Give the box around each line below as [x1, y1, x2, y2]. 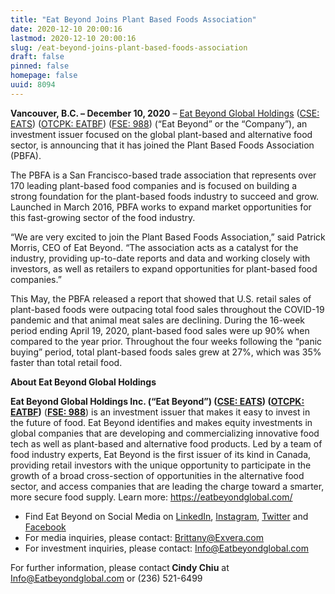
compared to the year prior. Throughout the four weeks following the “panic [10, 335, 323, 347]
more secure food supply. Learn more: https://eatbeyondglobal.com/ [10, 491, 293, 503]
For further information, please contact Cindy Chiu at [10, 561, 230, 573]
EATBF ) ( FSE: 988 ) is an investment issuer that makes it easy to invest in [10, 406, 311, 418]
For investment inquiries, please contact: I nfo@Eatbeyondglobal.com [24, 542, 309, 554]
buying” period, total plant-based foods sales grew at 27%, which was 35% [10, 346, 322, 358]
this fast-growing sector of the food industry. [10, 211, 196, 223]
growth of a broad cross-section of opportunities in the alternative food [10, 469, 305, 481]
